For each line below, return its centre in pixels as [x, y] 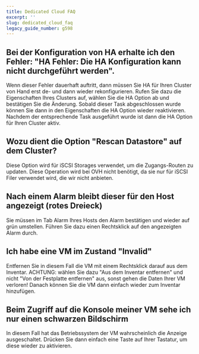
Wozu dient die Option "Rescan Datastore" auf [94, 142]
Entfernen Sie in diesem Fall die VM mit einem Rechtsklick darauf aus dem [97, 265]
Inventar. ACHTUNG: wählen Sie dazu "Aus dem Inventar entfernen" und [94, 272]
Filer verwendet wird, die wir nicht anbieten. [60, 178]
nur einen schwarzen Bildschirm [67, 319]
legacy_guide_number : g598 [40, 28]
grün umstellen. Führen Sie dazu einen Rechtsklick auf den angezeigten [94, 226]
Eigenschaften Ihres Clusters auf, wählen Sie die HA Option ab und [88, 98]
